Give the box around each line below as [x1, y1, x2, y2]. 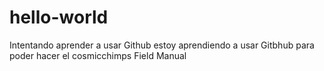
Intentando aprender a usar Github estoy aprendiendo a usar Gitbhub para [9, 39, 315, 51]
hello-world [9, 6, 109, 29]
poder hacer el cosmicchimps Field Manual [9, 49, 187, 61]
